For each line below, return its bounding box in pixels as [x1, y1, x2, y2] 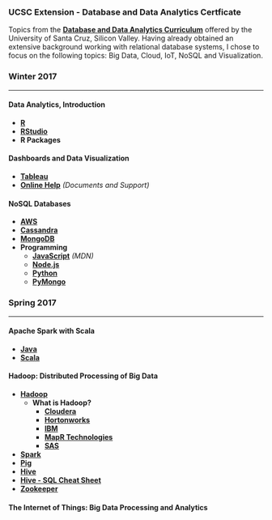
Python [32, 268, 58, 278]
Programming [19, 242, 68, 253]
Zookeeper [19, 484, 58, 493]
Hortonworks [44, 415, 91, 424]
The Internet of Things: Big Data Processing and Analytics [8, 502, 208, 512]
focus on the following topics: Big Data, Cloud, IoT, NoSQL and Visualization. [8, 51, 263, 61]
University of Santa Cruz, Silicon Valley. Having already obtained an [8, 33, 234, 43]
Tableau [19, 172, 49, 181]
